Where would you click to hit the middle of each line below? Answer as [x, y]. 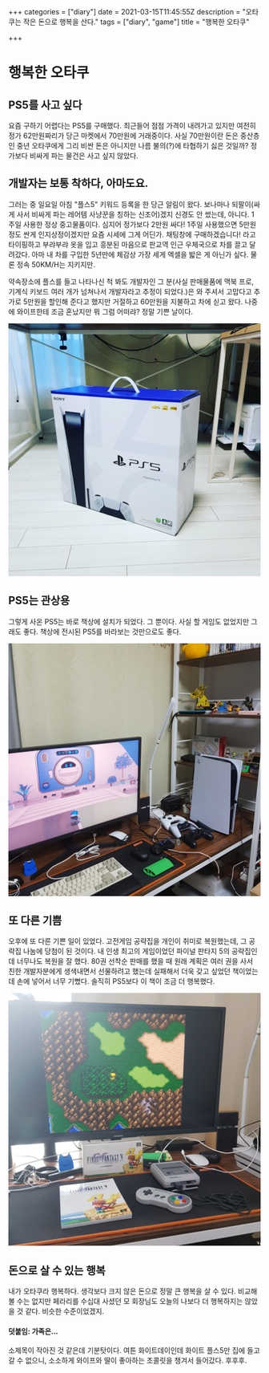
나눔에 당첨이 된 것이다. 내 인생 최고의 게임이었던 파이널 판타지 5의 [126, 951]
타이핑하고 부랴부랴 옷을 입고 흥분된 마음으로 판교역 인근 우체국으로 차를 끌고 [128, 244]
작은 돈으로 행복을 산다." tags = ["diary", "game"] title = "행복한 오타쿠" [136, 22]
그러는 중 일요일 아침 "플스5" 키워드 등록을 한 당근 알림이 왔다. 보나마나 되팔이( [131, 204]
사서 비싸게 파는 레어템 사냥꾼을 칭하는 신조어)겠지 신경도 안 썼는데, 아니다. [133, 214]
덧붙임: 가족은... [33, 1331]
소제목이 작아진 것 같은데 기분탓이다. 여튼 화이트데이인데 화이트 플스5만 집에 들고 [134, 1351]
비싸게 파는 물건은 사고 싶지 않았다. [84, 156]
